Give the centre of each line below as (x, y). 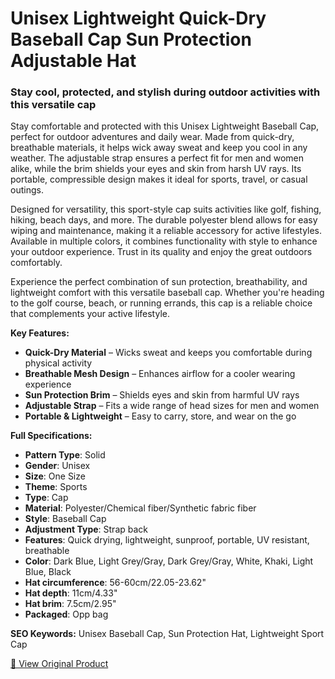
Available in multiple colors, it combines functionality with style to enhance (164, 241)
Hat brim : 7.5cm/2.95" (70, 604)
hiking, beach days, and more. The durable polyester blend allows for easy (164, 220)
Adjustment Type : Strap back (86, 529)
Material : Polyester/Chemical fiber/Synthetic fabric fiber (140, 508)
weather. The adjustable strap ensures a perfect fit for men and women (157, 158)
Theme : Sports (56, 487)
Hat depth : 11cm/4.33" (71, 593)
